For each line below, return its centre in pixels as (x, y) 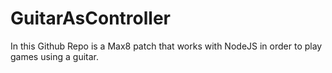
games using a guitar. (55, 56)
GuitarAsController (90, 18)
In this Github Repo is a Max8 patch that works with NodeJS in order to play (166, 46)
